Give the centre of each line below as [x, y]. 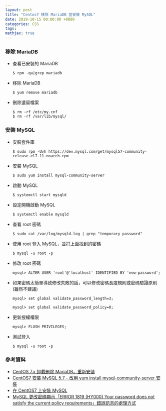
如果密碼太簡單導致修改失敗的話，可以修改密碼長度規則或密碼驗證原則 [85, 282]
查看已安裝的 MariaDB [35, 64]
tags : [11, 29]
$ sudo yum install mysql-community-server [58, 175]
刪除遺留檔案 [25, 102]
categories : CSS [22, 24]
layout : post [19, 10]
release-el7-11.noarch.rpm [40, 156]
